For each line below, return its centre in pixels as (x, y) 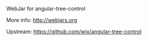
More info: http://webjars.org (42, 20)
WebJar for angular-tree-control (46, 9)
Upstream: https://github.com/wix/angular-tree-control (74, 31)
